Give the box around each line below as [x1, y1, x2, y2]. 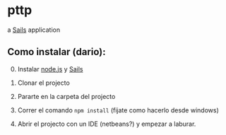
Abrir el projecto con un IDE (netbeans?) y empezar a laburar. [17, 119, 196, 128]
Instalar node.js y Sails [17, 64, 83, 73]
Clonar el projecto [17, 78, 71, 87]
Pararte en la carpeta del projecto [17, 92, 116, 100]
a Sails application [7, 25, 61, 34]
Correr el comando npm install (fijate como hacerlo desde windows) [17, 105, 219, 115]
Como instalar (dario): [7, 46, 106, 58]
